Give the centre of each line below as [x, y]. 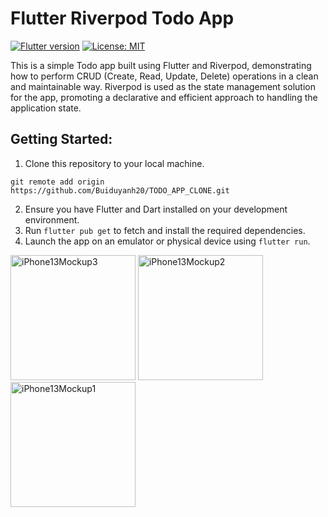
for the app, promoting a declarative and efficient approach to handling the [164, 97]
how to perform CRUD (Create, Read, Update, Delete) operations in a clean [164, 76]
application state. [46, 108]
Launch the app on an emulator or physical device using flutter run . [167, 241]
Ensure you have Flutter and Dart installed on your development [156, 209]
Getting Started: [61, 139]
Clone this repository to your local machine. [114, 163]
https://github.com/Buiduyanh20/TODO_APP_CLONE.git [120, 190]
